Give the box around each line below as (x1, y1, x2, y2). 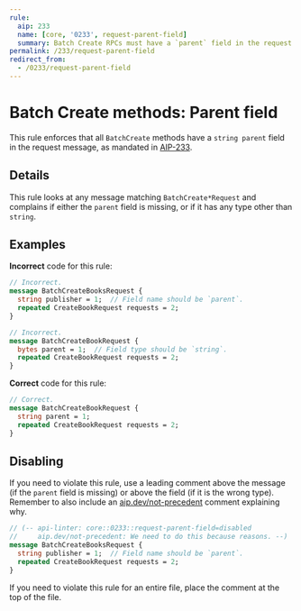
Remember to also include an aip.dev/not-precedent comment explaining (9, 497, 280, 507)
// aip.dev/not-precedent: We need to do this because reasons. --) (9, 533, 288, 542)
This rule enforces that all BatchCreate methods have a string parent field (9, 132, 286, 142)
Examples (9, 237, 66, 252)
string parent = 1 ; (17, 412, 91, 421)
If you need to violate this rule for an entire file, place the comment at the (9, 582, 280, 593)
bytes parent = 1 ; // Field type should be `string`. (17, 344, 228, 354)
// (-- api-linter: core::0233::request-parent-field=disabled (9, 524, 252, 533)
